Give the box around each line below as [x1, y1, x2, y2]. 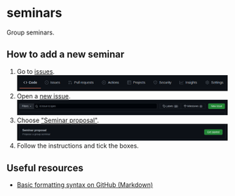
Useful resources [6, 162, 83, 174]
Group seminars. [6, 28, 55, 37]
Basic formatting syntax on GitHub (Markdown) [16, 181, 154, 189]
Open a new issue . [16, 92, 71, 100]
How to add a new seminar [6, 48, 125, 60]
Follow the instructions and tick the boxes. [16, 142, 140, 150]
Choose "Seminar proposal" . [16, 116, 100, 124]
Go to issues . [16, 67, 55, 75]
